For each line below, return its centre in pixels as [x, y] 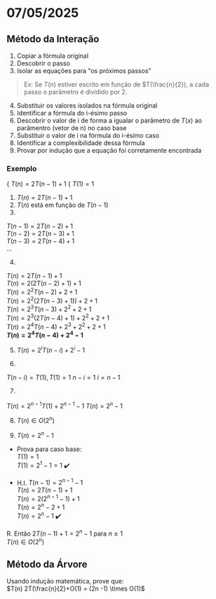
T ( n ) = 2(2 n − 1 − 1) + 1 [48, 498]
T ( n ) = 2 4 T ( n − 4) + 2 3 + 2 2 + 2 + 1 [56, 326]
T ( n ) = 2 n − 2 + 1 [41, 507]
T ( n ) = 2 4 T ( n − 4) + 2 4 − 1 [45, 334]
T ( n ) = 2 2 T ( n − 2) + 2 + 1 [42, 291]
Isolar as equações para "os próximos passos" [84, 71]
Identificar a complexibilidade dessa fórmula [81, 143]
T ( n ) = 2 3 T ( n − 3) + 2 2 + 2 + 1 [49, 309]
